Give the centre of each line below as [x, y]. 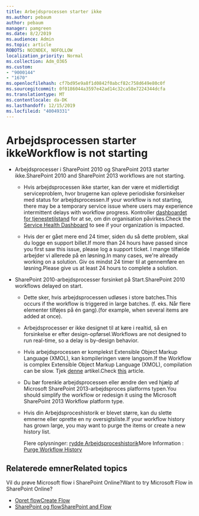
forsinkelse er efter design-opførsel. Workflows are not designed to [105, 334]
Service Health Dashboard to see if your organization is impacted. [104, 225]
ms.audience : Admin [30, 39]
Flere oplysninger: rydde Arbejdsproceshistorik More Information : [104, 444]
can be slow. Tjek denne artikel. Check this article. [84, 371]
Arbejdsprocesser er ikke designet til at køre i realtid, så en [95, 328]
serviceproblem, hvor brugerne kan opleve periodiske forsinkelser [104, 194]
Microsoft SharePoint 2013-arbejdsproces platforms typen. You [100, 389]
